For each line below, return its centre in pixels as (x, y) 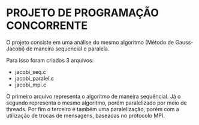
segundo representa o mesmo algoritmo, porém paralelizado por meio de (97, 103)
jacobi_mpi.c (31, 85)
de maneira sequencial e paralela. (68, 49)
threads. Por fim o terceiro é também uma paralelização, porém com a (93, 109)
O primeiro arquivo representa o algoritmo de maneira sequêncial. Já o (94, 96)
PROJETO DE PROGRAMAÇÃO (82, 13)
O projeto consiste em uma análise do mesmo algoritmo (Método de (90, 42)
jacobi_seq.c (30, 72)
